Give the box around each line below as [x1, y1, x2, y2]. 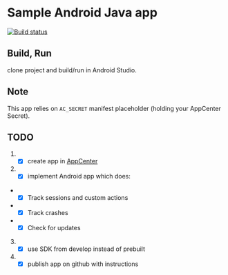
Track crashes [27, 208, 68, 216]
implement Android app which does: [27, 172, 131, 181]
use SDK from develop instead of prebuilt [27, 245, 145, 253]
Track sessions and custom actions [27, 193, 129, 201]
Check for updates [27, 223, 81, 232]
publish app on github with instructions [27, 260, 139, 268]
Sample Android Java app [7, 5, 158, 21]
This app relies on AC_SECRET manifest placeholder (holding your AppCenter [7, 104, 221, 112]
